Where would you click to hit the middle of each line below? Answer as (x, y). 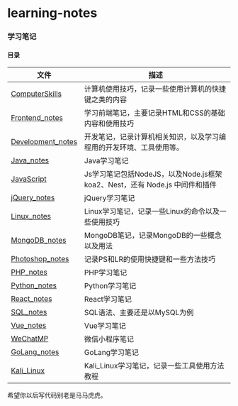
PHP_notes (29, 273)
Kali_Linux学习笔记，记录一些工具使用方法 (154, 366)
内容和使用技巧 (109, 124)
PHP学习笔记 (106, 273)
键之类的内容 (106, 99)
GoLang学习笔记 (112, 353)
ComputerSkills (36, 94)
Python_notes (34, 285)
